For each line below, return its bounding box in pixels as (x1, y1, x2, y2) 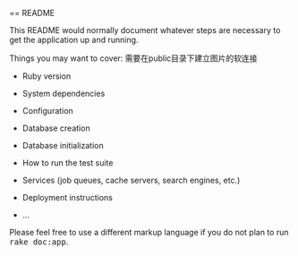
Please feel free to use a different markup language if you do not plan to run (9, 227, 289, 237)
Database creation (21, 123, 91, 133)
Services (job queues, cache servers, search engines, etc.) (21, 175, 241, 185)
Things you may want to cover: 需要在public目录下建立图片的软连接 (9, 53, 258, 64)
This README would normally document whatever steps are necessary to (9, 25, 281, 35)
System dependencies (21, 89, 106, 98)
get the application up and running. (9, 35, 139, 45)
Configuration (21, 106, 73, 115)
